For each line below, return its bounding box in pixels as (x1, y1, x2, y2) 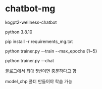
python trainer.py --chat (5, 57, 54, 63)
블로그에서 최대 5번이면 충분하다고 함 (5, 68, 77, 74)
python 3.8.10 (5, 29, 33, 35)
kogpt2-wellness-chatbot (5, 19, 57, 25)
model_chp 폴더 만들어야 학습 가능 (5, 78, 73, 84)
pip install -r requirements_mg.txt (5, 38, 73, 44)
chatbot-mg (5, 3, 55, 14)
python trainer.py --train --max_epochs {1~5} (5, 48, 98, 54)
